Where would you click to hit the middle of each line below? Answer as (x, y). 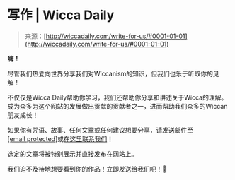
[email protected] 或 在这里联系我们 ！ (61, 138)
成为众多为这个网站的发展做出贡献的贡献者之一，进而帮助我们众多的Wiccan (117, 106)
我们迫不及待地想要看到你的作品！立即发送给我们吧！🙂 (87, 169)
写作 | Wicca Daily (61, 15)
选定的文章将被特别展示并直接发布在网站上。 (73, 154)
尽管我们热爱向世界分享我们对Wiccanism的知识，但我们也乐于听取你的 (110, 73)
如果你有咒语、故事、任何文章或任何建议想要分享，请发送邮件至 (100, 130)
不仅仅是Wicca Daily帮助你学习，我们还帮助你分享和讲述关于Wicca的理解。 (117, 97)
